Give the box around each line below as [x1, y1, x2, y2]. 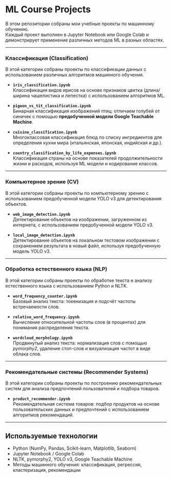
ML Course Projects [5, 4, 91, 15]
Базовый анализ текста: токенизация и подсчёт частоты [12, 298, 136, 304]
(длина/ [143, 87, 160, 93]
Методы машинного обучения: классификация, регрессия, [12, 461, 142, 468]
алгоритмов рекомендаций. [12, 412, 74, 418]
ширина [12, 92, 30, 99]
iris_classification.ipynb [12, 83, 71, 88]
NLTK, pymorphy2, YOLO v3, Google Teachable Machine [12, 456, 133, 462]
